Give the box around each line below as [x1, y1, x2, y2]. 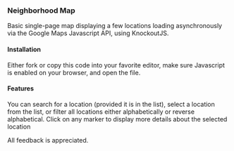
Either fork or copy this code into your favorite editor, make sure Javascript [7, 60, 226, 69]
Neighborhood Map [7, 6, 75, 15]
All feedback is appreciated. [7, 136, 89, 144]
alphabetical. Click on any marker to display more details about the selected [7, 114, 228, 123]
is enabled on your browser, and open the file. [7, 68, 141, 77]
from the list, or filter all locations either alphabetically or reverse [7, 107, 195, 116]
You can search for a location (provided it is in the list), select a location [7, 100, 215, 108]
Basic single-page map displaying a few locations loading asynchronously [7, 22, 223, 30]
